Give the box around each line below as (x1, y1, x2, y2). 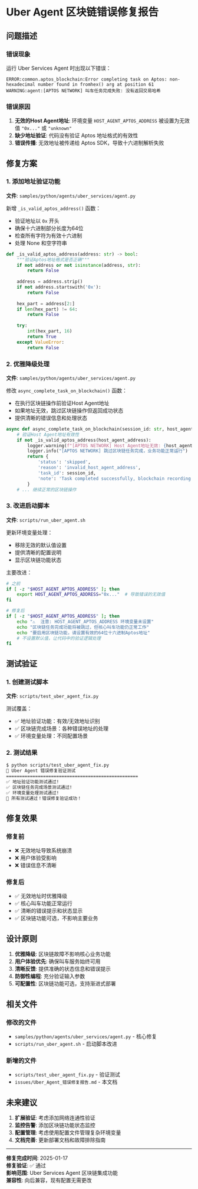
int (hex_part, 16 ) (27, 328, 72, 334)
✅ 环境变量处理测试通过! (6, 790, 60, 796)
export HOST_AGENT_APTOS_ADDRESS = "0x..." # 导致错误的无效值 (16, 592, 166, 597)
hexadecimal (6, 81, 35, 88)
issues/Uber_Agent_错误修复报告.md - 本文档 (14, 1078, 118, 1085)
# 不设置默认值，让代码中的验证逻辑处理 (16, 635, 101, 641)
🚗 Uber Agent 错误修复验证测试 (6, 768, 76, 774)
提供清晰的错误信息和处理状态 (14, 414, 87, 421)
